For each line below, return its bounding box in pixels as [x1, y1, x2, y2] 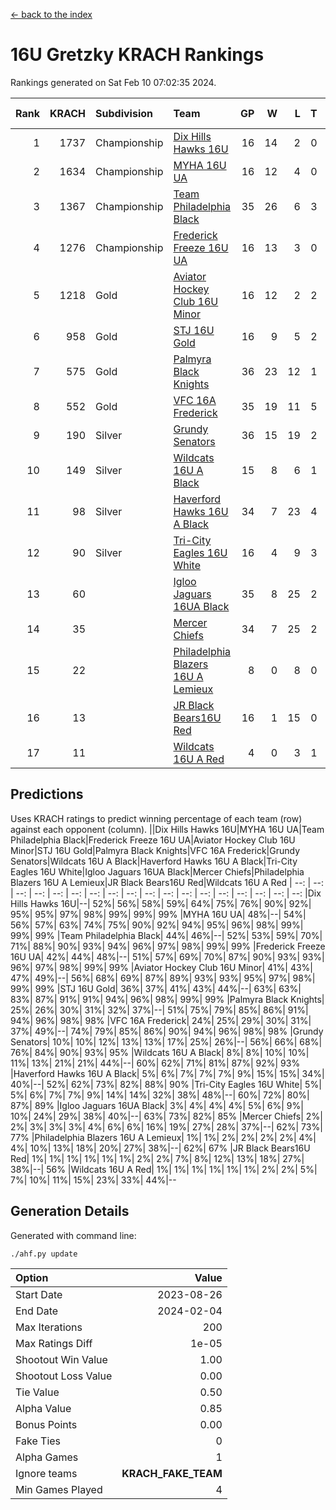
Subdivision [95, 106, 153, 120]
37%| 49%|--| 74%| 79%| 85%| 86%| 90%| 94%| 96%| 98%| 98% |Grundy [10, 1025, 324, 1037]
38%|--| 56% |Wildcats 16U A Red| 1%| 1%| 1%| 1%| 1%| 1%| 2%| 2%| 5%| [10, 1163, 318, 1175]
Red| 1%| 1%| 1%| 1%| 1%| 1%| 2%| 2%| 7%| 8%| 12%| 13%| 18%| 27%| [10, 1152, 305, 1164]
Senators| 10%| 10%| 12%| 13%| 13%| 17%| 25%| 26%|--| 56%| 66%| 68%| [10, 1035, 323, 1048]
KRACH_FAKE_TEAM [121, 1466, 223, 1480]
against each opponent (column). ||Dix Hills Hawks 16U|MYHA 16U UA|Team [10, 823, 325, 835]
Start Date [15, 1287, 63, 1301]
